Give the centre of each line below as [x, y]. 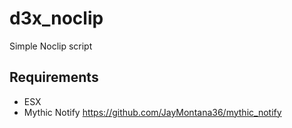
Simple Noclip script [51, 46]
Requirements [54, 77]
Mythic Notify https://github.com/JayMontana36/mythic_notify [152, 112]
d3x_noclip [56, 18]
